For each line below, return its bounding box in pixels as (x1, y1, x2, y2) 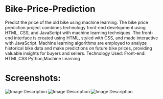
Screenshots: (5, 73, 61, 83)
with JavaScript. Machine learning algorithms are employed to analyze (5, 40, 147, 46)
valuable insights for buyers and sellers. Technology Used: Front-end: (5, 50, 146, 56)
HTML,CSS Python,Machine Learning (5, 55, 80, 61)
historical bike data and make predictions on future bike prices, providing (5, 45, 153, 51)
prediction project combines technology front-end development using (5, 24, 146, 30)
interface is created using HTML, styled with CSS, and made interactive (14, 35, 158, 41)
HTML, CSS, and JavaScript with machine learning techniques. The (5, 30, 141, 35)
